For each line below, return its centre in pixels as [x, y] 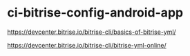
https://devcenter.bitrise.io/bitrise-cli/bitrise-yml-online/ [87, 45]
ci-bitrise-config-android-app [95, 13]
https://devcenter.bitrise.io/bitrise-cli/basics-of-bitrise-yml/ [92, 32]
